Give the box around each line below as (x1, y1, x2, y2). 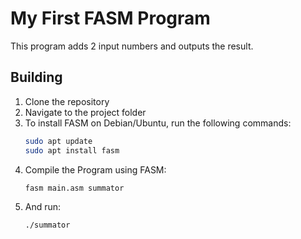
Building (10, 69, 63, 86)
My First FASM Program (10, 7, 211, 30)
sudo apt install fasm (24, 145, 120, 156)
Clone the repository (24, 95, 110, 107)
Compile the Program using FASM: (24, 163, 167, 176)
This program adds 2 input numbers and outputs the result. (10, 40, 254, 52)
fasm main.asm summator (24, 183, 125, 193)
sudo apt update (24, 136, 93, 146)
